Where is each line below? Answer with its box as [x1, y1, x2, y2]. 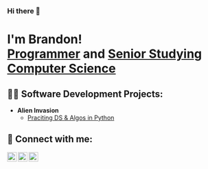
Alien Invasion [16, 106, 59, 114]
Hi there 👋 [7, 6, 41, 16]
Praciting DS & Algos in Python [27, 113, 115, 122]
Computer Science [7, 61, 116, 76]
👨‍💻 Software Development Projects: [7, 88, 163, 100]
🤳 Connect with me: [7, 133, 93, 145]
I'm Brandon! [7, 32, 82, 47]
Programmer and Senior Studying [7, 46, 203, 62]
